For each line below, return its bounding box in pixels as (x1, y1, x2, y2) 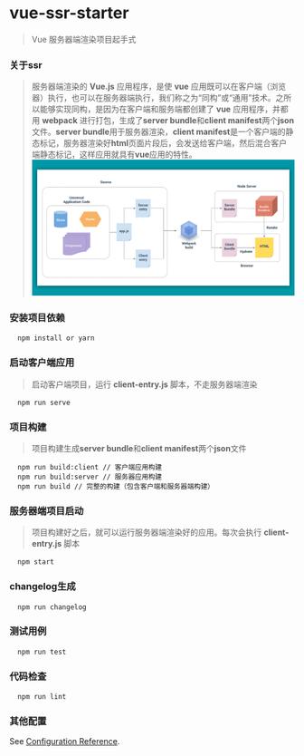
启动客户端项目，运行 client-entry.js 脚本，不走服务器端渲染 (31, 379, 258, 390)
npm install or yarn (17, 334, 95, 343)
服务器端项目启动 (9, 504, 84, 517)
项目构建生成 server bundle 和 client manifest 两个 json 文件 (31, 442, 247, 453)
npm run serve (17, 398, 71, 407)
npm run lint (17, 693, 67, 702)
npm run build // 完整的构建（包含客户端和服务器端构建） (17, 481, 214, 491)
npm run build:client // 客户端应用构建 (17, 462, 163, 471)
